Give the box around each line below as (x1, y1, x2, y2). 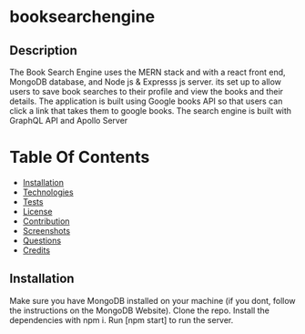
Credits (22, 244, 51, 256)
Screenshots (22, 225, 71, 236)
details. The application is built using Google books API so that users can (9, 96, 283, 106)
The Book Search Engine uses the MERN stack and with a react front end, (9, 66, 286, 77)
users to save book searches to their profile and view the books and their (9, 86, 284, 96)
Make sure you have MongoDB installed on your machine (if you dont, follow (9, 295, 296, 306)
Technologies (22, 187, 75, 197)
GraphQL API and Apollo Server (9, 116, 128, 126)
